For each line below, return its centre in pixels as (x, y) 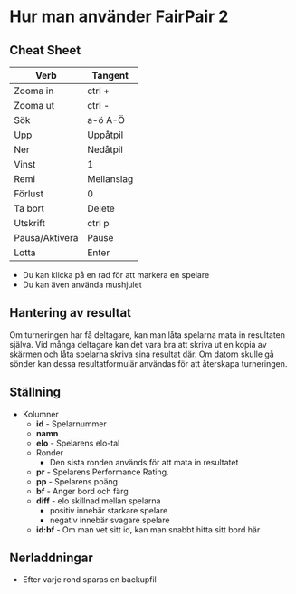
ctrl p (99, 223)
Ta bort (29, 208)
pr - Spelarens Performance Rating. (102, 472)
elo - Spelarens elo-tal (78, 443)
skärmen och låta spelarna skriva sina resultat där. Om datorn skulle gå (142, 354)
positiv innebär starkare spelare (109, 510)
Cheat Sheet (45, 50)
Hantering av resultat (71, 313)
